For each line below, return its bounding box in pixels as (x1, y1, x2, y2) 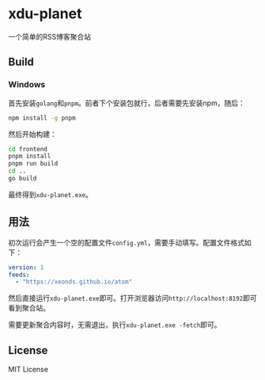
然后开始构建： (8, 129, 57, 139)
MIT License (8, 365, 49, 374)
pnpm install (8, 152, 51, 161)
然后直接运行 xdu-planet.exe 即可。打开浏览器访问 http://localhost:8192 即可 (8, 294, 257, 303)
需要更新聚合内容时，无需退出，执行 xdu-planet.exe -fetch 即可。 (8, 320, 221, 329)
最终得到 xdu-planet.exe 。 (8, 189, 93, 199)
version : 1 (8, 263, 44, 272)
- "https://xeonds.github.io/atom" (15, 278, 133, 286)
